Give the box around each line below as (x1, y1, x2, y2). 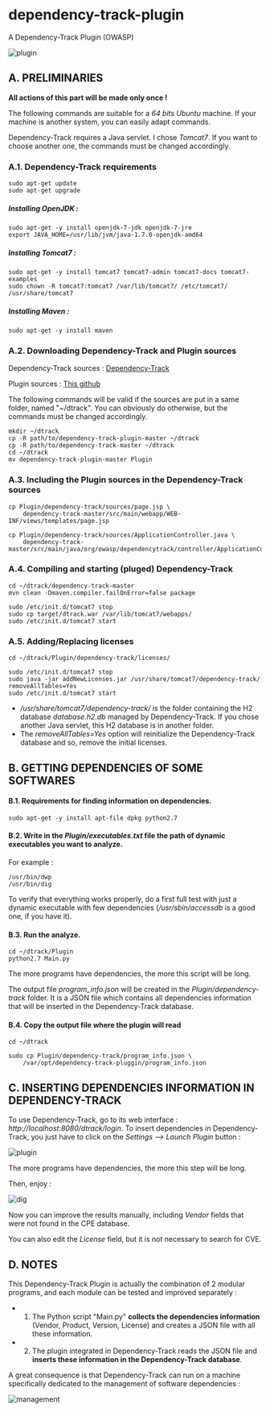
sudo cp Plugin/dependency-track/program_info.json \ (8, 1052, 193, 1061)
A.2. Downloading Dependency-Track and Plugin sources (8, 345, 237, 356)
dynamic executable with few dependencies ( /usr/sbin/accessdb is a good (8, 903, 256, 912)
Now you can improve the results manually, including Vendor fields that (8, 1211, 244, 1220)
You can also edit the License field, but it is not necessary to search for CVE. (8, 1235, 262, 1244)
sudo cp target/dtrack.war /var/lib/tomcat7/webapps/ (8, 610, 193, 618)
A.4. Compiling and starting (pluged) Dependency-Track (8, 563, 233, 575)
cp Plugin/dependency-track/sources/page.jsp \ (8, 502, 171, 511)
